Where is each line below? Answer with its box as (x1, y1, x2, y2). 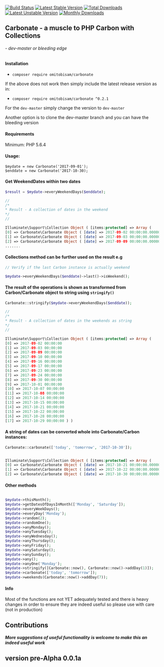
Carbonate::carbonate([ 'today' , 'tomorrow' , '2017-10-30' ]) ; (5, 445, 132, 450)
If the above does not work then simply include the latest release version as (5, 81, 157, 87)
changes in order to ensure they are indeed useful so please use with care (5, 601, 155, 607)
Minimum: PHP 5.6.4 (5, 142, 46, 148)
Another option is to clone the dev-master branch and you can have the (5, 115, 149, 120)
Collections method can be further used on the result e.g (5, 254, 123, 260)
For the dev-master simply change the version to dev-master (5, 105, 125, 111)
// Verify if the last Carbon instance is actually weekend (5, 265, 130, 270)
